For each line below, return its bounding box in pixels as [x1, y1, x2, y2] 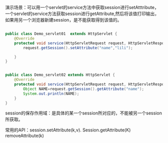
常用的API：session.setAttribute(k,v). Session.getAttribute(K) [5, 127, 131, 133]
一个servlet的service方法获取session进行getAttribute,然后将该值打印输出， [5, 11, 159, 17]
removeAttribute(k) [5, 132, 44, 139]
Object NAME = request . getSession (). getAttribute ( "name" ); [23, 86, 144, 91]
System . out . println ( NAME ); [23, 91, 79, 96]
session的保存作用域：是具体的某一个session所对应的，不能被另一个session [5, 110, 162, 116]
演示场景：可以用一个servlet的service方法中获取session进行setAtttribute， [5, 5, 159, 10]
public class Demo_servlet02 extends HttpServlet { [5, 72, 115, 78]
